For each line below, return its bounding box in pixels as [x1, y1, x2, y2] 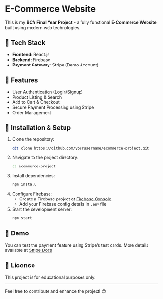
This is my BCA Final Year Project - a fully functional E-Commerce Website [5, 19, 157, 25]
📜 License [5, 261, 35, 270]
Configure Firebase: [12, 191, 52, 197]
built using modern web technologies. [5, 24, 81, 30]
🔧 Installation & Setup [5, 123, 71, 132]
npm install [12, 182, 36, 187]
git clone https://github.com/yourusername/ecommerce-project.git [12, 146, 149, 151]
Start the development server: [12, 206, 72, 212]
